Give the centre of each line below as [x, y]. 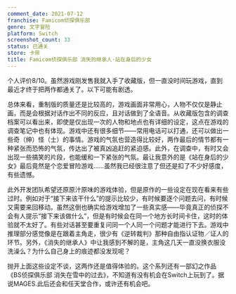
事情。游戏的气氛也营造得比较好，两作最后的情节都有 [145, 139]
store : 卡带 [24, 53]
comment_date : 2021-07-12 [45, 14]
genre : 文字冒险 [29, 27]
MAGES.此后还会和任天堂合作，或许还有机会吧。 [84, 283]
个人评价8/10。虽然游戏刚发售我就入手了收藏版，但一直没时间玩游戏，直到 [115, 80]
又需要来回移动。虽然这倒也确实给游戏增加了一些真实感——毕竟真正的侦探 [115, 207]
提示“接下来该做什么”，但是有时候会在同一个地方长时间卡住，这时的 [124, 216]
